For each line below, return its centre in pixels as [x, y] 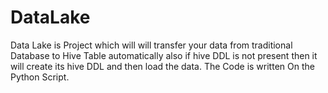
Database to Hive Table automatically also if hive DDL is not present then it [164, 55]
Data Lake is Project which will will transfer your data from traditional [151, 45]
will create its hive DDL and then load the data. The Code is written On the [162, 66]
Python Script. [40, 77]
